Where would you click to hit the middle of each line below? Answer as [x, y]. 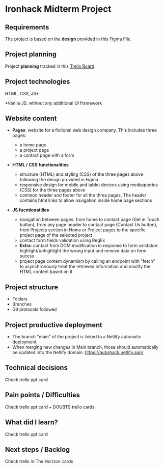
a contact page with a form [47, 155]
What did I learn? [31, 423]
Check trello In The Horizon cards [39, 461]
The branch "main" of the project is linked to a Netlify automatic [77, 337]
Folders [20, 299]
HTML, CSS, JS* [22, 93]
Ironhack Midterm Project [58, 9]
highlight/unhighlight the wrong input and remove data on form [83, 251]
